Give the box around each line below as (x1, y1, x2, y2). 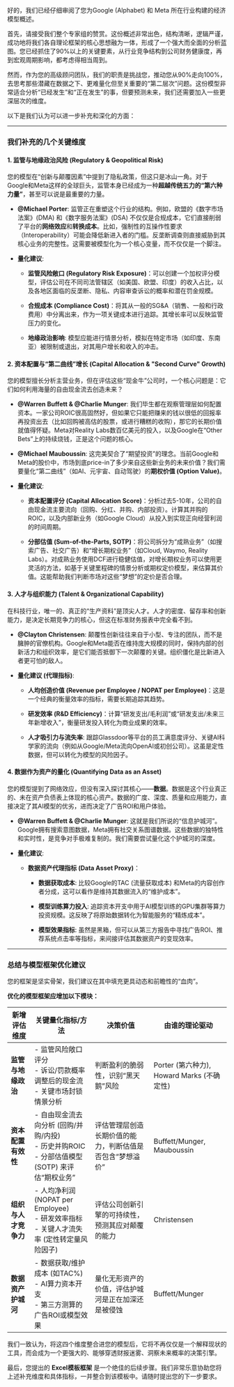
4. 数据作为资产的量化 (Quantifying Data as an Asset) (7, 767, 162, 776)
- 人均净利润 (33, 1186, 76, 1195)
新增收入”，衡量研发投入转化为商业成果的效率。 (33, 718, 171, 726)
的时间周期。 (27, 523, 65, 531)
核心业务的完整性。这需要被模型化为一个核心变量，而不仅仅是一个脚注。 (17, 240, 225, 248)
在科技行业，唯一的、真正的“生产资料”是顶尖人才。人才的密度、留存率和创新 (7, 606, 226, 615)
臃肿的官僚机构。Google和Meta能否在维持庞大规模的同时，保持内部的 (17, 638, 218, 647)
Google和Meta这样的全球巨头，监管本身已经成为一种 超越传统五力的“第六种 (7, 181, 223, 190)
